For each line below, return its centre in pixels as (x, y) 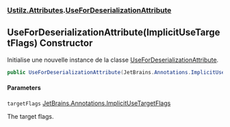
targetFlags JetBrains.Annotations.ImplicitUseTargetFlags (89, 103)
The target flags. (30, 116)
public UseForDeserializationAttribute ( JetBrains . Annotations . (99, 72)
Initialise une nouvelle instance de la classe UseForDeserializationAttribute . (113, 60)
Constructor (66, 43)
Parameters (24, 88)
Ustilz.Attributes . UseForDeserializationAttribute (89, 10)
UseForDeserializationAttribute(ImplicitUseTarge (114, 33)
